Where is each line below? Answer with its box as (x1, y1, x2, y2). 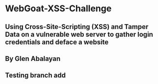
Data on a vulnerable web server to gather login (5, 30, 154, 38)
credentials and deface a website (5, 38, 109, 46)
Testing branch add (5, 71, 66, 80)
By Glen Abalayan (5, 55, 61, 63)
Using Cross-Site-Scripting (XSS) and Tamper (5, 23, 149, 31)
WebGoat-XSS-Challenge (5, 3, 112, 14)
